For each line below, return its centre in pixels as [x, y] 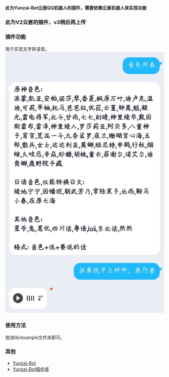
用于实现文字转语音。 [27, 49]
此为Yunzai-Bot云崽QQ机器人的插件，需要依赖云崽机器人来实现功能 [76, 8]
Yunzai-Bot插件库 [31, 369]
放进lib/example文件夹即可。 [35, 337]
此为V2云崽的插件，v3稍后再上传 [46, 22]
